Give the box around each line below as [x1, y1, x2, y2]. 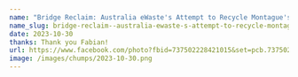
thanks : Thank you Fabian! [9, 37, 109, 47]
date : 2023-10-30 [9, 29, 74, 38]
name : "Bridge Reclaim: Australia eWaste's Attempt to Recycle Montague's [9, 12, 292, 22]
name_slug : [9, 21, 50, 30]
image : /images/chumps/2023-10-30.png [9, 54, 153, 63]
